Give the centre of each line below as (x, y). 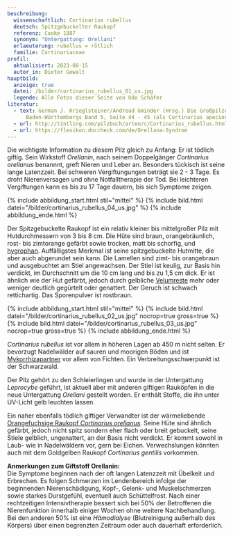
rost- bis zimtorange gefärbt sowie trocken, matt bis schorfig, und (101, 244)
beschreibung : (28, 14)
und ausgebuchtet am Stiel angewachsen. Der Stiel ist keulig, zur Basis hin (114, 266)
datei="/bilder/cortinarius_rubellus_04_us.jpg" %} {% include (94, 208)
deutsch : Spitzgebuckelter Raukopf (65, 26)
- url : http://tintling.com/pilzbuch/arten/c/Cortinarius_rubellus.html (121, 124)
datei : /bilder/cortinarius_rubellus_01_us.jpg (84, 91)
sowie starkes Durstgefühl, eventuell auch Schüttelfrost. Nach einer (104, 496)
